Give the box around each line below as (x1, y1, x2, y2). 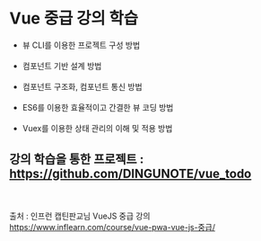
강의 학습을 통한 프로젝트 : (9, 152, 144, 167)
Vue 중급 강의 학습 (9, 8, 139, 29)
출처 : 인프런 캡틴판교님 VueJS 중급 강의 (9, 210, 151, 221)
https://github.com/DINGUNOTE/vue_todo (9, 166, 252, 182)
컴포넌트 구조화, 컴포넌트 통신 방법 (22, 81, 143, 92)
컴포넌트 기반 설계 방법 (22, 60, 102, 71)
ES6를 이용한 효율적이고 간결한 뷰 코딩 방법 (22, 102, 174, 112)
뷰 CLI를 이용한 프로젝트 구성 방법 (22, 40, 141, 50)
